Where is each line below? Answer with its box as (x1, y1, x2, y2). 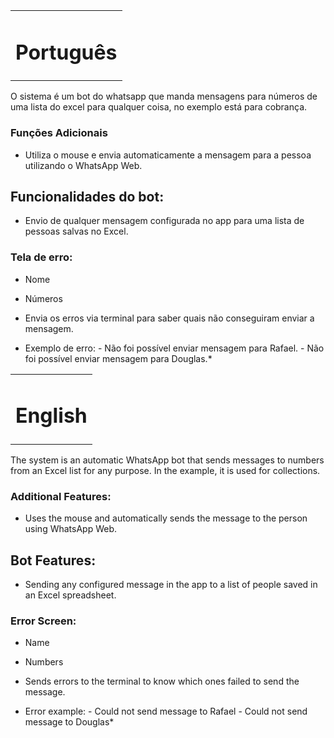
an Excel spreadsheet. (24, 589, 117, 601)
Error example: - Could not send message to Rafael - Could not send (24, 705, 308, 718)
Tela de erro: (10, 250, 73, 264)
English (15, 403, 88, 429)
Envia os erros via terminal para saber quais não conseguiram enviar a (24, 312, 315, 324)
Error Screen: (10, 614, 77, 628)
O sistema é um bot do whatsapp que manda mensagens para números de (10, 90, 318, 103)
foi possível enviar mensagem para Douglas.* (24, 352, 213, 364)
